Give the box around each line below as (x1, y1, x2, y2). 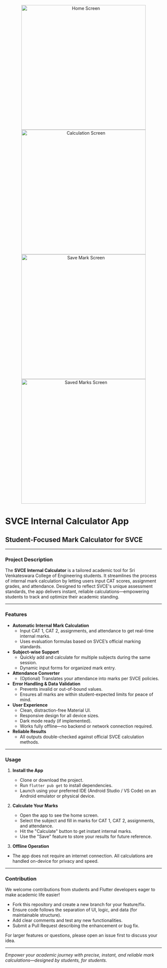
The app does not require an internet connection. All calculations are (12, 853, 153, 859)
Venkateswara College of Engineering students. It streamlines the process (5, 573, 157, 579)
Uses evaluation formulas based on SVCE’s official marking (19, 638, 141, 644)
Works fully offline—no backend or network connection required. (19, 723, 153, 729)
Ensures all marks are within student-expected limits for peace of (19, 691, 154, 697)
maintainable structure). (12, 912, 62, 918)
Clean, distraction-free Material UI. (19, 707, 91, 713)
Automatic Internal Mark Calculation (12, 622, 89, 628)
